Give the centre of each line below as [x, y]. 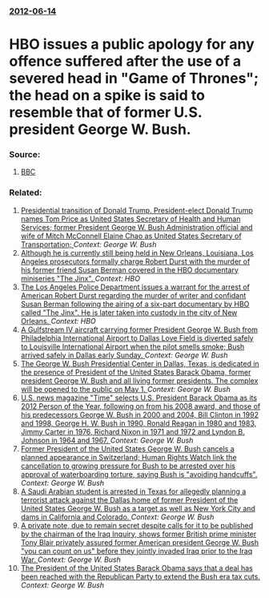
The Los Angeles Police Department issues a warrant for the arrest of [135, 287]
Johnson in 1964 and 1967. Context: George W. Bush [107, 440]
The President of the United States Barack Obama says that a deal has [137, 568]
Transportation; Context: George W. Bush [88, 244]
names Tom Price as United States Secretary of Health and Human [130, 219]
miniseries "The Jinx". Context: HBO [80, 278]
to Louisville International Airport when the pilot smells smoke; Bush [132, 346]
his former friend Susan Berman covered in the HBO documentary [130, 269]
